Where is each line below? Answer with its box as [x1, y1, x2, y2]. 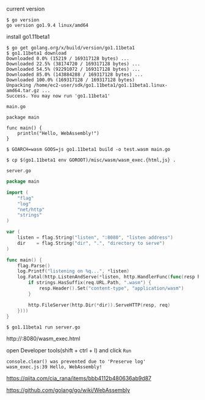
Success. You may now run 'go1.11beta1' [6, 93, 111, 99]
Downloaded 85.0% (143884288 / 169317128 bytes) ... [6, 71, 143, 78]
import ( [6, 189, 29, 195]
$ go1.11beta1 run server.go [6, 324, 81, 330]
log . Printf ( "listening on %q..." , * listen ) [17, 268, 130, 274]
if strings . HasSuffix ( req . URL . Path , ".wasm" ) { [28, 280, 151, 286]
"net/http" [17, 206, 45, 213]
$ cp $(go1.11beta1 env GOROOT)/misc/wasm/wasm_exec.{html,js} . [6, 157, 176, 163]
